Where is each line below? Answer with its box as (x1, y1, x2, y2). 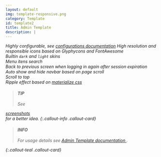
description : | (5, 30, 36, 35)
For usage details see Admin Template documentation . (17, 138, 128, 143)
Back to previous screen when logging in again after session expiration (5, 64, 147, 70)
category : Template (5, 16, 45, 21)
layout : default (5, 7, 38, 12)
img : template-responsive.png (5, 12, 67, 17)
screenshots (5, 110, 30, 117)
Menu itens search (5, 59, 43, 64)
